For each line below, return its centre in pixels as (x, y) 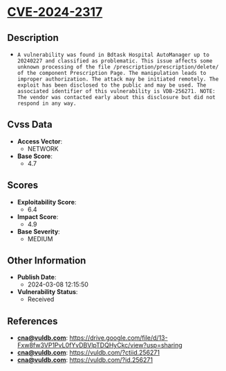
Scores (23, 185)
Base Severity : (38, 231)
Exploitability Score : (47, 202)
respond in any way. (47, 103)
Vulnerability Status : (47, 292)
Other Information (47, 261)
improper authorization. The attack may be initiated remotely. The (118, 79)
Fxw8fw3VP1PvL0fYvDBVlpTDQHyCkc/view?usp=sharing (100, 345)
